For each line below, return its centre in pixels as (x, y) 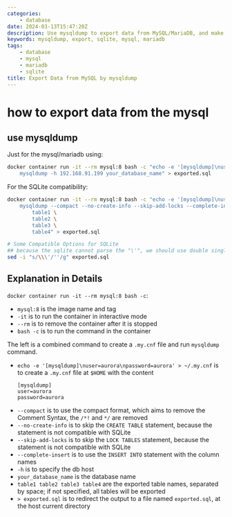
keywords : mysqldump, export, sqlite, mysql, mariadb (86, 40)
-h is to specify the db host (56, 469)
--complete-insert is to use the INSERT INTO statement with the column (118, 454)
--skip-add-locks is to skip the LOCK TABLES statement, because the (113, 439)
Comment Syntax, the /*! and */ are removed (83, 417)
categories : (24, 14)
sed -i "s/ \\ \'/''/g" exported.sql (58, 257)
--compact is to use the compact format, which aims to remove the (111, 410)
